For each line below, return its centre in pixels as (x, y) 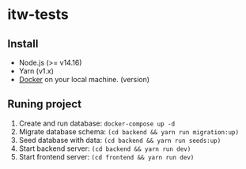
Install (23, 44)
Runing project (45, 104)
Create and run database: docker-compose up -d (97, 123)
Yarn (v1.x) (36, 71)
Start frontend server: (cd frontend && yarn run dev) (106, 156)
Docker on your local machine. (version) (84, 79)
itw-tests (38, 15)
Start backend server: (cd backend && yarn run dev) (105, 148)
